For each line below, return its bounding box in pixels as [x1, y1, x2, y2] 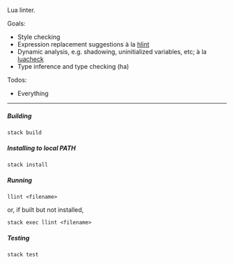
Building [7, 111, 32, 120]
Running [7, 176, 33, 184]
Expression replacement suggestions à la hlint [17, 40, 150, 48]
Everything [17, 90, 49, 97]
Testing [7, 233, 30, 242]
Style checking [17, 33, 61, 41]
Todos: [7, 76, 27, 84]
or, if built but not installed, [7, 205, 84, 214]
